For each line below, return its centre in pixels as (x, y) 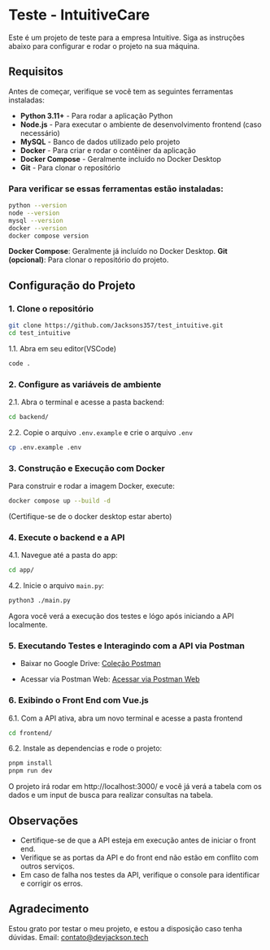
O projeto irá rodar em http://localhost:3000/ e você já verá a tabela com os (135, 787)
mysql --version (36, 220)
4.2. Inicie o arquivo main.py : (56, 586)
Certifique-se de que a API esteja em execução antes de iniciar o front (138, 840)
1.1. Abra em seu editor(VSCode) (62, 348)
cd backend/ (28, 417)
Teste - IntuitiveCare (79, 15)
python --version (38, 206)
